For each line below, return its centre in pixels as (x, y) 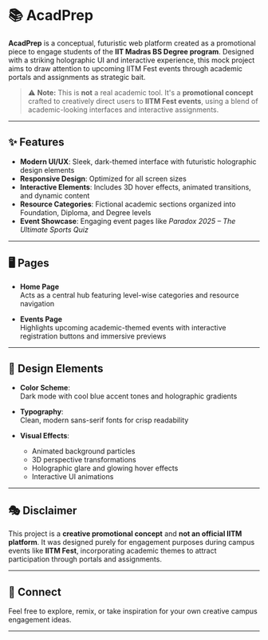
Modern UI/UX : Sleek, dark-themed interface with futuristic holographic (138, 162)
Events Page (41, 319)
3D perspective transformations (84, 460)
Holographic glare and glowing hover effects (105, 468)
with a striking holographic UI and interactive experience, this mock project (132, 60)
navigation (37, 303)
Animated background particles (83, 451)
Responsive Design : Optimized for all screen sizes (103, 178)
